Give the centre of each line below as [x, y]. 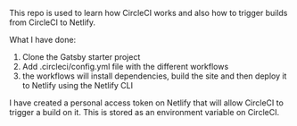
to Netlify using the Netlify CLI [78, 85]
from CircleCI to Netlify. [53, 22]
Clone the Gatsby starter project [81, 57]
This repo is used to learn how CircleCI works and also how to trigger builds [148, 13]
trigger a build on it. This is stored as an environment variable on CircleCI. [144, 112]
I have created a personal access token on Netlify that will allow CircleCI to [146, 103]
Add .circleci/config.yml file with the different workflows [125, 67]
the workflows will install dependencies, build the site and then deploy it [154, 76]
